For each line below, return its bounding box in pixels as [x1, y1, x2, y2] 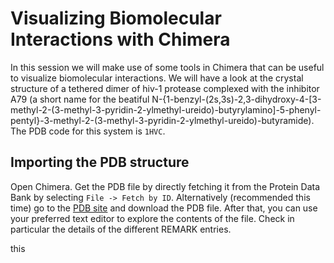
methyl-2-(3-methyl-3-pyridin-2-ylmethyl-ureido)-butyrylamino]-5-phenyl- [10, 103, 322, 116]
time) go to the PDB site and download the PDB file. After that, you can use [10, 202, 318, 214]
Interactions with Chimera [10, 28, 231, 51]
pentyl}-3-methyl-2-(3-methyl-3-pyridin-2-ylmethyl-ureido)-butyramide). [10, 114, 315, 126]
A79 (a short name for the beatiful [10, 93, 150, 105]
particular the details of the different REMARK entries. [10, 223, 232, 235]
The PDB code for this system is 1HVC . [10, 125, 166, 137]
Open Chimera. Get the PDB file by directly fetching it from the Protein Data [10, 180, 321, 192]
